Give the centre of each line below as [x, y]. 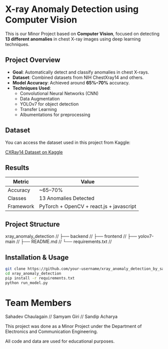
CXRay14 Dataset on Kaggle [34, 152]
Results [17, 168]
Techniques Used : [32, 88]
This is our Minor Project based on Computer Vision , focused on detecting [82, 33]
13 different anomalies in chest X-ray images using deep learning [73, 39]
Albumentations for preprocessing [55, 114]
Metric [21, 182]
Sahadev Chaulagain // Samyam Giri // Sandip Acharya [61, 316]
